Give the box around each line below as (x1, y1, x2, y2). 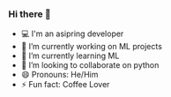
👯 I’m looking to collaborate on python (20, 60, 160, 71)
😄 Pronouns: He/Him (20, 70, 99, 80)
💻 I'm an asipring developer (20, 28, 124, 39)
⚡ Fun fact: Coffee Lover (20, 79, 110, 90)
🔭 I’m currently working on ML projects (20, 41, 162, 52)
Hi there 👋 (8, 8, 52, 20)
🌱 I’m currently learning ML (20, 50, 120, 61)
